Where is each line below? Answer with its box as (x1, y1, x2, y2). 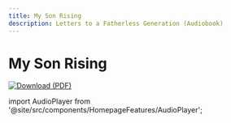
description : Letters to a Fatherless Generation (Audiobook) (8, 19, 224, 28)
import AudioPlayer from (8, 96, 91, 106)
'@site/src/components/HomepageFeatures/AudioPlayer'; (8, 105, 203, 115)
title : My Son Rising (8, 11, 82, 20)
